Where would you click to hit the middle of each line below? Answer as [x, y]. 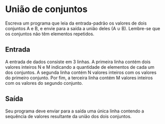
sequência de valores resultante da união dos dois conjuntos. [68, 116]
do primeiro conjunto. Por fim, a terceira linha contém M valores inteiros [79, 78]
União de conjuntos [46, 9]
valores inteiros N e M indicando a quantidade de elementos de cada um [80, 67]
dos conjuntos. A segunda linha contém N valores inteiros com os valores [81, 72]
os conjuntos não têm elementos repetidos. [50, 34]
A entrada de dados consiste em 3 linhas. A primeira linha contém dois [78, 62]
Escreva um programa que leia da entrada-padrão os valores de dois [76, 23]
